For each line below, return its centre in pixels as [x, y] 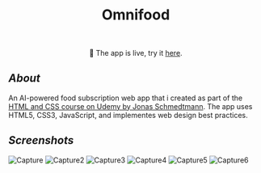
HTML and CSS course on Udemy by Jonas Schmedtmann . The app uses [130, 106]
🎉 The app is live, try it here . [136, 53]
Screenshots [41, 140]
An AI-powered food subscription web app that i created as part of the [126, 98]
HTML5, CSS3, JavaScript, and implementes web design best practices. [128, 115]
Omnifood [136, 15]
